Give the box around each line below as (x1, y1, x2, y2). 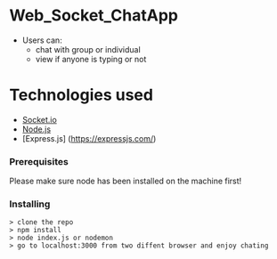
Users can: (21, 35, 62, 45)
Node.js (21, 124, 52, 134)
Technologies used (9, 85, 154, 105)
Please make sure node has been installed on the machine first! (9, 175, 242, 187)
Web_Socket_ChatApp (9, 5, 178, 26)
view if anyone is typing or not (35, 53, 147, 64)
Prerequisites (9, 155, 69, 167)
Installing (9, 198, 51, 210)
